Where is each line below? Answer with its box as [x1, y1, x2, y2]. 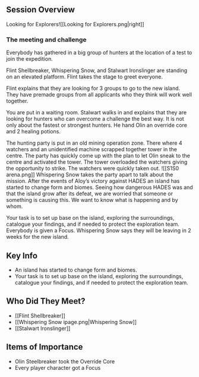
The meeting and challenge [6, 35, 87, 43]
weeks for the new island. [6, 233, 70, 241]
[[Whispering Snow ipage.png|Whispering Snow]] [14, 318, 137, 325]
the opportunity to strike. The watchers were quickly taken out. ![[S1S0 [6, 165, 179, 172]
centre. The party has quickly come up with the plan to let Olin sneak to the [6, 152, 190, 160]
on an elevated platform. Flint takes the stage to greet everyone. [6, 73, 163, 80]
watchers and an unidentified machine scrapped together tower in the [6, 146, 177, 153]
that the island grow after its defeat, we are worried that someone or [6, 190, 173, 197]
